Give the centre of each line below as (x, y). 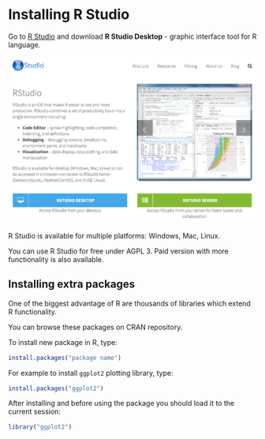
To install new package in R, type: (63, 342)
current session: (35, 411)
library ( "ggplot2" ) (40, 427)
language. (24, 44)
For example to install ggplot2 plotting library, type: (91, 373)
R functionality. (33, 311)
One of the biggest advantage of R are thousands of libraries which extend (129, 303)
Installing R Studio (69, 15)
